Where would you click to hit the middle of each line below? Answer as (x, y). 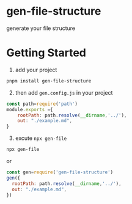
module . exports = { (30, 109)
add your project (36, 70)
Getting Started (46, 53)
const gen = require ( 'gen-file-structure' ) (60, 172)
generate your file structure (41, 28)
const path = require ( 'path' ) (42, 104)
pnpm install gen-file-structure (49, 81)
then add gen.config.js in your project (64, 92)
